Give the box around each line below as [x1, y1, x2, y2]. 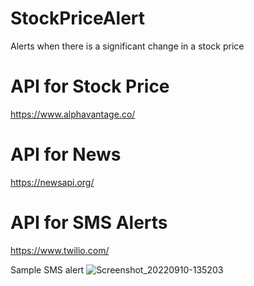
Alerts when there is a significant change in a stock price [10, 40, 245, 52]
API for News [10, 143, 122, 166]
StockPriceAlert [10, 7, 146, 30]
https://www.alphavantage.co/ [10, 108, 136, 120]
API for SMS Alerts [10, 212, 168, 234]
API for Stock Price [10, 75, 170, 98]
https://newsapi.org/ [10, 176, 95, 188]
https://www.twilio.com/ [10, 244, 110, 256]
